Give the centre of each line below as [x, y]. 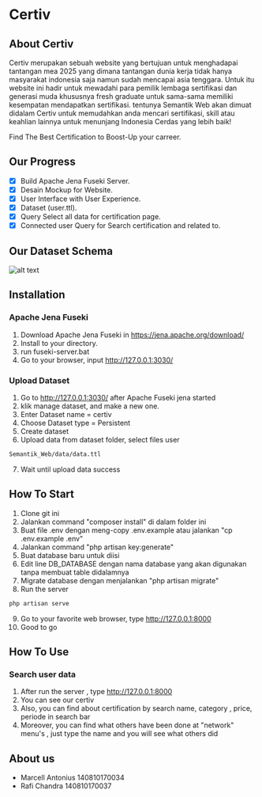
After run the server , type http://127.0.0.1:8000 [96, 692]
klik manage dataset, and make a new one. [90, 406]
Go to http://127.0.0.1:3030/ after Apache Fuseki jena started [118, 397]
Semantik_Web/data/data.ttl [55, 454]
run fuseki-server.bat [55, 351]
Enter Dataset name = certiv [66, 414]
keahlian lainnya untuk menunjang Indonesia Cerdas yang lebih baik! [120, 121]
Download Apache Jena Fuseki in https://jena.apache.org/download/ [132, 335]
